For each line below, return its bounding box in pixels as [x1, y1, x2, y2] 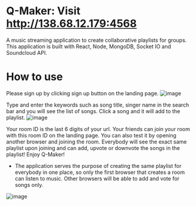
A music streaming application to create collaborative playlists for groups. [6, 36, 187, 43]
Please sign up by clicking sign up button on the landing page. [6, 89, 159, 96]
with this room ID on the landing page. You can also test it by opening [6, 132, 177, 139]
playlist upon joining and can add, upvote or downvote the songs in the [6, 144, 181, 151]
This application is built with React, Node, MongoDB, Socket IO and [6, 43, 172, 50]
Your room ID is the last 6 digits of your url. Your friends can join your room [6, 125, 191, 132]
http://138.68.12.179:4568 [6, 17, 137, 30]
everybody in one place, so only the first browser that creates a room [14, 168, 185, 176]
